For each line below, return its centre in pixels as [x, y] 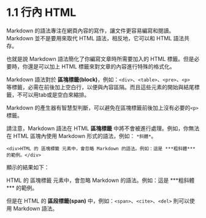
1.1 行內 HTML [41, 13]
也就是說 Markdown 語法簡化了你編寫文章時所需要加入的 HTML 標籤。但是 [100, 59]
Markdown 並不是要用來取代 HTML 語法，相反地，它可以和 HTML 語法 [95, 38]
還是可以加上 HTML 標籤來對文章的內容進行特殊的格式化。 [101, 66]
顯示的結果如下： [28, 167]
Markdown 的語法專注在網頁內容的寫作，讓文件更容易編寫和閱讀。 [90, 31]
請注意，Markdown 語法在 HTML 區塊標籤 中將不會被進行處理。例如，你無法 [103, 128]
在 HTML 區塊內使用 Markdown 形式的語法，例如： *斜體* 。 [82, 136]
